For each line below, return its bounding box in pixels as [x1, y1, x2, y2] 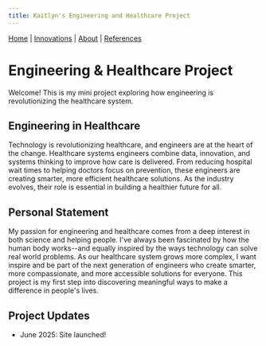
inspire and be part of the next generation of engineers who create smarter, [8, 260, 256, 270]
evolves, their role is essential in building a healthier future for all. [8, 182, 222, 192]
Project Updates [8, 309, 90, 322]
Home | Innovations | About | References [8, 33, 142, 43]
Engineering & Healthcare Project [8, 61, 233, 80]
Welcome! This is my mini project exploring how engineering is [8, 87, 213, 97]
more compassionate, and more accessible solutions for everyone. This [8, 269, 243, 278]
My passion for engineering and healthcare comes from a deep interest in [8, 227, 250, 236]
